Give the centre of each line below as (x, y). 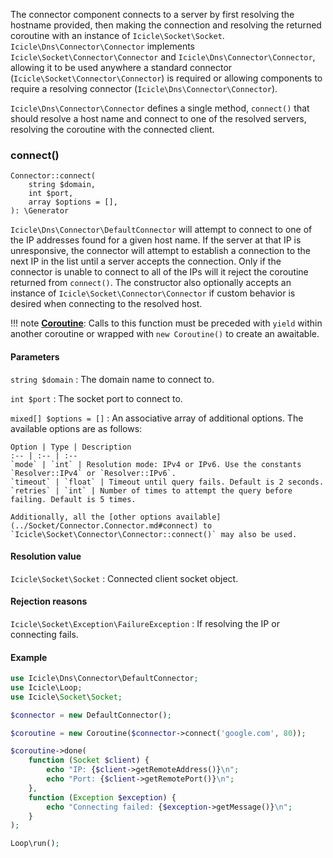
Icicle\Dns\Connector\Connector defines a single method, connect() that (160, 108)
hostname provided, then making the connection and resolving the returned (166, 25)
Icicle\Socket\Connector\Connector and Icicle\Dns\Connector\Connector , (163, 57)
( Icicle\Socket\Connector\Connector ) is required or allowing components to (166, 78)
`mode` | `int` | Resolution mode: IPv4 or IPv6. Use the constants (156, 464)
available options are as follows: (76, 428)
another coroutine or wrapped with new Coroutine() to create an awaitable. (165, 334)
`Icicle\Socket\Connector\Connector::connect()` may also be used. (154, 534)
